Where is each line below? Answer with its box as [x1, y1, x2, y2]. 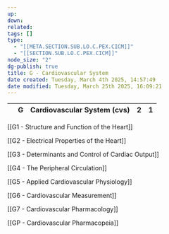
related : [7, 23, 33, 30]
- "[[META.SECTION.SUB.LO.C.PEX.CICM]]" [13, 43, 134, 50]
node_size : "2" [7, 57, 52, 64]
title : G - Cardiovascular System [7, 69, 109, 76]
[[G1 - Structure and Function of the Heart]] [7, 123, 133, 131]
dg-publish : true [7, 63, 58, 70]
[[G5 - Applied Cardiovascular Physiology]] [7, 177, 132, 186]
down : [7, 17, 23, 24]
